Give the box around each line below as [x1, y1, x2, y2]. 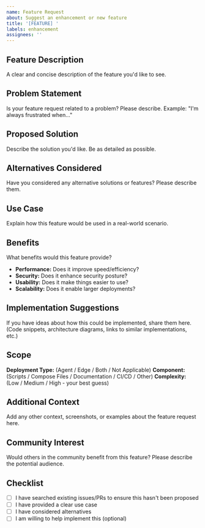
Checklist [6, 478, 44, 488]
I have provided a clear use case [15, 501, 98, 508]
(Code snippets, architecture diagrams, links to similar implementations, [6, 325, 187, 333]
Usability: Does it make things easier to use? [15, 279, 129, 285]
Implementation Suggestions [6, 303, 119, 313]
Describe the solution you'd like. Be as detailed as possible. [6, 145, 156, 153]
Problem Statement [6, 88, 82, 99]
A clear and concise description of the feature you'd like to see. [6, 70, 166, 78]
